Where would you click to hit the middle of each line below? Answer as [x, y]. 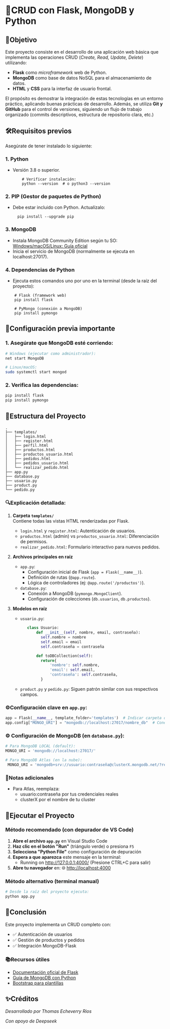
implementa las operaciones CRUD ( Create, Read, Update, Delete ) [74, 57]
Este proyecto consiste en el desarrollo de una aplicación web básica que [82, 52]
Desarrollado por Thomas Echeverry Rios [49, 1011]
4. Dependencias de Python [40, 269]
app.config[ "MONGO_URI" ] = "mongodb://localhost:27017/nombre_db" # [80, 723]
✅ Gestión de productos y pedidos [49, 940]
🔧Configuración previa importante [60, 329]
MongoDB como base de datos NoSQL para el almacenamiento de [82, 78]
